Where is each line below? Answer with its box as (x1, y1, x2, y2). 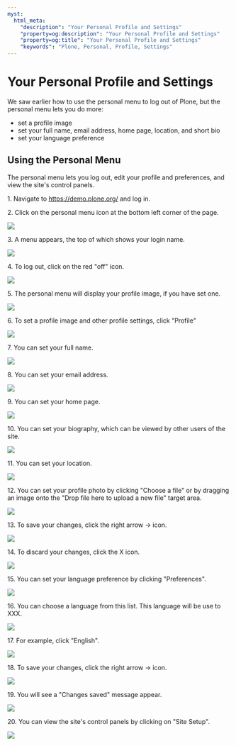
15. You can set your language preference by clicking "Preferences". (7, 574, 207, 583)
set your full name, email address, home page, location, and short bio (17, 126, 220, 135)
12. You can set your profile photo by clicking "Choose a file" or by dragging (7, 486, 230, 494)
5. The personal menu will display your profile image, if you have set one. (7, 289, 221, 298)
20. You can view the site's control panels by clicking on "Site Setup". (7, 717, 210, 725)
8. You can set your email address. (7, 370, 108, 379)
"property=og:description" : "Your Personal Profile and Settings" (20, 30, 220, 38)
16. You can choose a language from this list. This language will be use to (7, 601, 221, 610)
